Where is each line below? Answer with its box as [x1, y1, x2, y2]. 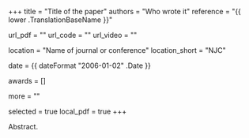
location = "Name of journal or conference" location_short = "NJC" [8, 46, 227, 54]
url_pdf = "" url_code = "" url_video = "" [8, 31, 138, 39]
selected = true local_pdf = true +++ [8, 106, 127, 116]
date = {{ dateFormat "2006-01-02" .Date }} [8, 61, 152, 70]
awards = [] [8, 76, 46, 85]
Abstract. [8, 122, 38, 131]
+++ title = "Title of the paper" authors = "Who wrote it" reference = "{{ [8, 7, 241, 16]
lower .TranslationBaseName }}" [8, 15, 113, 24]
